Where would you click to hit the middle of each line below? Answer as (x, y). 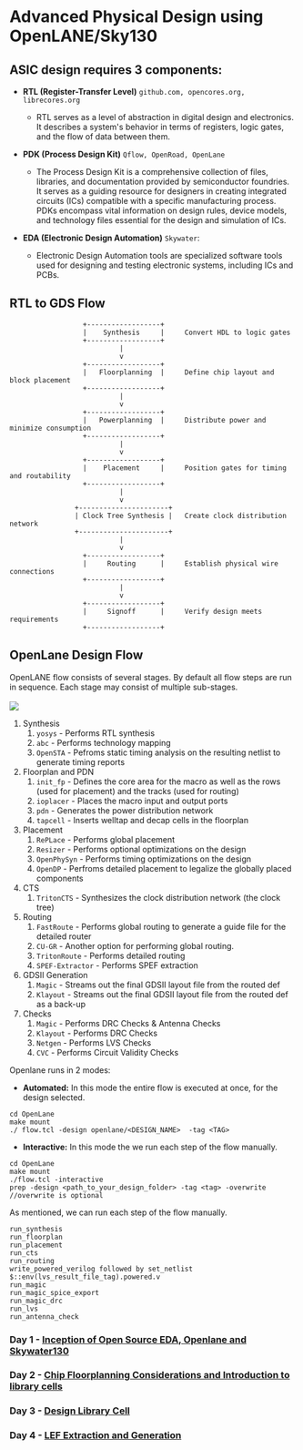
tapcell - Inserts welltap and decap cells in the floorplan (142, 820)
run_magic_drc (36, 1301)
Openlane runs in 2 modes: (60, 1070)
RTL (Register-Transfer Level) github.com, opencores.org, (134, 92)
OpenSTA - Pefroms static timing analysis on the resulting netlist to (158, 752)
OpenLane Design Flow (76, 655)
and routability (40, 475)
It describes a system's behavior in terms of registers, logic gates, (160, 127)
